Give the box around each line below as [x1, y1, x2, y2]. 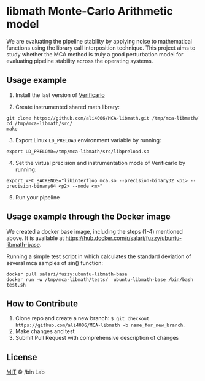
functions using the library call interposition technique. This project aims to [6, 44, 196, 52]
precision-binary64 [6, 183, 56, 189]
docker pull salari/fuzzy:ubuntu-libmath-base [6, 271, 128, 277]
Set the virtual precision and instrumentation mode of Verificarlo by [15, 159, 186, 166]
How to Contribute [6, 298, 79, 309]
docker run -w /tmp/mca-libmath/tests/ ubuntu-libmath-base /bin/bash [6, 276, 193, 283]
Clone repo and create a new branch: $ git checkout [15, 315, 150, 322]
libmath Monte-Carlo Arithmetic [6, 4, 173, 18]
